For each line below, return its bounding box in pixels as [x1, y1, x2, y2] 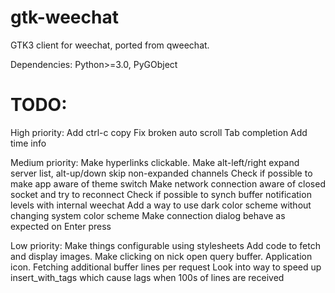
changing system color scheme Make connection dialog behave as [10, 209, 286, 221]
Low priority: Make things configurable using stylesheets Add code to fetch [10, 239, 321, 251]
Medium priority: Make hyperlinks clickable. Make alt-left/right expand [10, 156, 300, 168]
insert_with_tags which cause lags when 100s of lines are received [10, 271, 285, 283]
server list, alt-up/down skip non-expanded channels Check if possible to [10, 167, 313, 179]
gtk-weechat [10, 6, 119, 29]
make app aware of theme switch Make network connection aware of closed [10, 177, 326, 190]
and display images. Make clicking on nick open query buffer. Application [10, 250, 313, 262]
